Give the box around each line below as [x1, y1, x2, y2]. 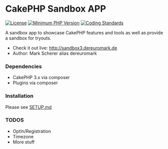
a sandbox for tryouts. [5, 35, 52, 41]
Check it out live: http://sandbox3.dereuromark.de [12, 45, 118, 51]
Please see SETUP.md [5, 104, 52, 110]
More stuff [12, 139, 35, 145]
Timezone [12, 133, 34, 139]
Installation [5, 92, 34, 99]
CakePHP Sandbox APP [5, 3, 107, 15]
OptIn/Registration [12, 128, 51, 134]
